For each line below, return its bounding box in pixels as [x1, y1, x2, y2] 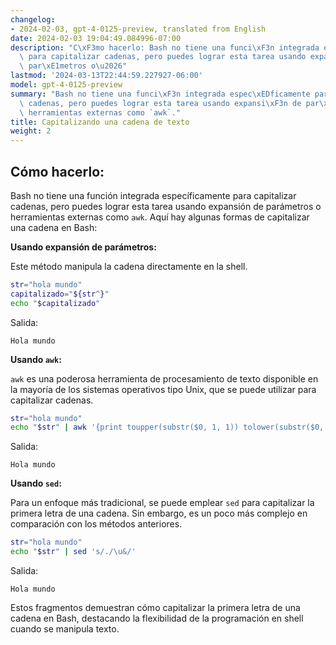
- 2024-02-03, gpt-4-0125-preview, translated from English [10, 24, 267, 34]
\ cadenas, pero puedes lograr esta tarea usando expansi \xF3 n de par [19, 98, 320, 108]
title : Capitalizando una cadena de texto [10, 117, 190, 127]
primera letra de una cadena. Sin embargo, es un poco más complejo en [10, 507, 308, 520]
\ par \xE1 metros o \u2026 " [19, 61, 128, 71]
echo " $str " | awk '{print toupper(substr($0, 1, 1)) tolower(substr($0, [10, 422, 325, 433]
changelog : [10, 14, 56, 25]
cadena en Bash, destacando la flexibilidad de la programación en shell [10, 612, 304, 625]
